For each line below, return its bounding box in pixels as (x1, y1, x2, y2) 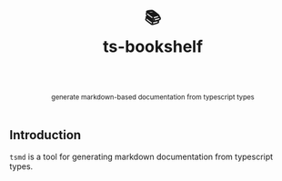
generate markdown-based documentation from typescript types (51, 93, 255, 102)
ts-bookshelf (103, 36, 203, 57)
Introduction (9, 127, 82, 143)
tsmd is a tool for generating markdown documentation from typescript (9, 151, 274, 163)
